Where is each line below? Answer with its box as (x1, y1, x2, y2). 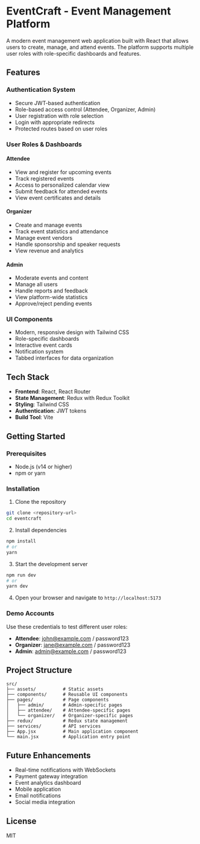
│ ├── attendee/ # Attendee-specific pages (6, 707, 131, 714)
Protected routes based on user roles (14, 125, 108, 132)
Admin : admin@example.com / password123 (14, 648, 127, 655)
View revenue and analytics (14, 246, 84, 254)
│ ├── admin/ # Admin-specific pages (6, 702, 122, 708)
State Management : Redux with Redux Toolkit (14, 395, 130, 402)
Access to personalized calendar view (14, 181, 110, 188)
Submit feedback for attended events (14, 187, 108, 195)
